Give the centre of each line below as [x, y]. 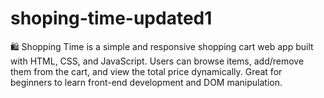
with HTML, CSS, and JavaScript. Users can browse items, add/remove [157, 61]
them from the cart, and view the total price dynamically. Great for [146, 71]
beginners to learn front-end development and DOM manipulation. [146, 82]
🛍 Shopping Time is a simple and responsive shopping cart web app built [162, 46]
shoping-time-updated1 [111, 18]
